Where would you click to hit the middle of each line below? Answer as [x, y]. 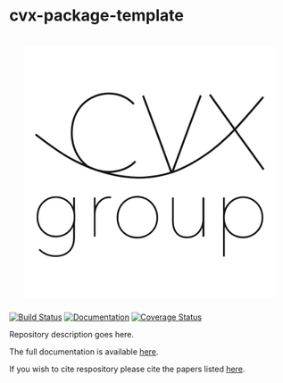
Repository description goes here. [72, 335]
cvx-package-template [97, 16]
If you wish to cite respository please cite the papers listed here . [127, 369]
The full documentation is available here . [84, 352]
